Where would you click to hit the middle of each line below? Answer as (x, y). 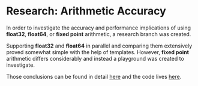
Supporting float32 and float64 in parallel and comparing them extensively (99, 46)
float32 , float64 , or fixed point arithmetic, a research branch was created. (99, 34)
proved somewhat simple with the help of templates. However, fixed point (97, 52)
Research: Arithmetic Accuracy (86, 11)
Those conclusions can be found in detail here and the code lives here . (94, 76)
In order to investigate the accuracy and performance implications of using (98, 28)
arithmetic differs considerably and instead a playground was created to (95, 58)
